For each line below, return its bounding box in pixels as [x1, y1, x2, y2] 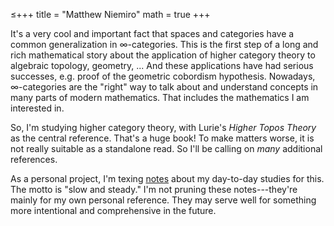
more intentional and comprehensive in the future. [10, 205, 217, 216]
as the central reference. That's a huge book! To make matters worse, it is [10, 132, 315, 144]
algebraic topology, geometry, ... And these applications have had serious [10, 60, 314, 71]
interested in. [10, 102, 65, 114]
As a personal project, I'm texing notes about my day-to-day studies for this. [10, 173, 325, 184]
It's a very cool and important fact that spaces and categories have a [10, 28, 295, 39]
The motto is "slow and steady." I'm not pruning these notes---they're [10, 184, 298, 195]
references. [10, 154, 58, 165]
